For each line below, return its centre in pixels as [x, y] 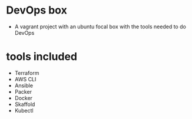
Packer [23, 91]
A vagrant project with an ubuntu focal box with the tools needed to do [100, 27]
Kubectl [24, 110]
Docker [24, 98]
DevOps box [37, 10]
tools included [42, 57]
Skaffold [25, 104]
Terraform [27, 73]
